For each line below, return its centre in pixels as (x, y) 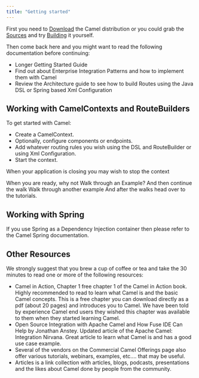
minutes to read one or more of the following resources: (75, 275)
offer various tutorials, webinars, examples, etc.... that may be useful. (100, 357)
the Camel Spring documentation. (48, 235)
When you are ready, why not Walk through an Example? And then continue (99, 183)
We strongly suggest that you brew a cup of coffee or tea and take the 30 (97, 269)
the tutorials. (22, 196)
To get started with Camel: (39, 123)
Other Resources (38, 254)
